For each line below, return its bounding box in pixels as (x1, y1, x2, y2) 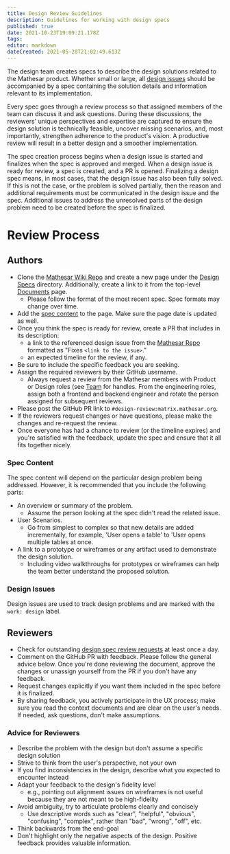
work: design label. (7, 607, 62, 616)
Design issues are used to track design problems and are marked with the (7, 600, 216, 608)
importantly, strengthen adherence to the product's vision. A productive (7, 131, 209, 139)
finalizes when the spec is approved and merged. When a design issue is (7, 159, 214, 168)
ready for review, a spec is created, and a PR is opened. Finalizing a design (7, 166, 219, 175)
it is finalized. (16, 689, 55, 697)
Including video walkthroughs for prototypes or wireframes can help (27, 560, 220, 568)
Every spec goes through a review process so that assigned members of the (7, 102, 222, 111)
